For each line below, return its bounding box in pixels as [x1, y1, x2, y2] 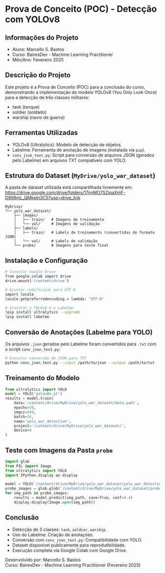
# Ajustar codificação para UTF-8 [5, 287, 76, 292]
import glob [5, 459, 29, 464]
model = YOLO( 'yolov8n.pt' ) [5, 391, 63, 396]
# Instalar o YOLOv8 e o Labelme [5, 305, 74, 310]
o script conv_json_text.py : [5, 346, 60, 352]
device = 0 [14, 428, 32, 433]
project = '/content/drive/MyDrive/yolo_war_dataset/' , [14, 423, 126, 428]
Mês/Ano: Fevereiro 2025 [12, 57, 64, 62]
